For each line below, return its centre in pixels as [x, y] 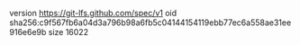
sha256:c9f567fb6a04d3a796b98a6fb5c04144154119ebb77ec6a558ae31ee [150, 22]
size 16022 [68, 32]
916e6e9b [28, 32]
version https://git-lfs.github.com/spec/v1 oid [93, 13]
